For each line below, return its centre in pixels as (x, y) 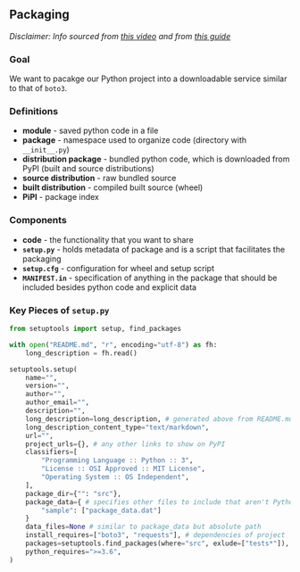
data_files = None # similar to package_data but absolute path (143, 527)
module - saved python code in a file (90, 131)
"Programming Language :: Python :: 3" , (117, 460)
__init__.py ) (46, 150)
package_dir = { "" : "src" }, (74, 493)
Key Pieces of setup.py (59, 310)
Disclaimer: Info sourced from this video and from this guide (120, 36)
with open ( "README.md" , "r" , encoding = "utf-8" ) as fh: (113, 344)
